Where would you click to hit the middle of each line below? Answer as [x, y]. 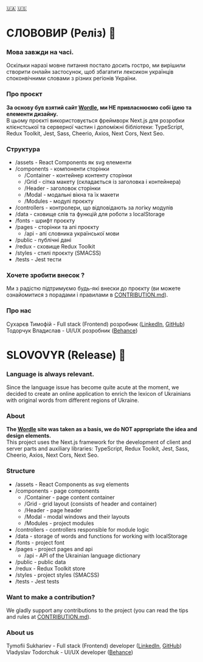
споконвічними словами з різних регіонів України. [72, 79]
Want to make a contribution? [51, 597]
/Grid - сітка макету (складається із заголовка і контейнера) [102, 182]
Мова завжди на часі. [40, 52]
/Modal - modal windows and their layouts [77, 516]
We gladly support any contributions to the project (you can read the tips [97, 610]
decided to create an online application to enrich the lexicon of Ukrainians [99, 394]
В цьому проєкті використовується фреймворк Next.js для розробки [95, 120]
